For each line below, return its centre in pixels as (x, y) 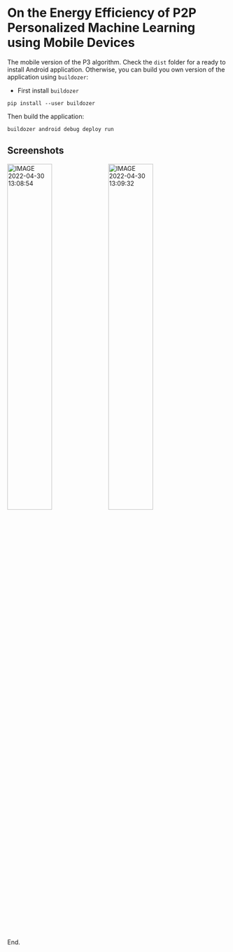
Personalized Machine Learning (101, 28)
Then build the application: (46, 116)
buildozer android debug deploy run (61, 129)
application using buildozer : (48, 77)
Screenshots (36, 151)
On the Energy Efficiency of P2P (102, 13)
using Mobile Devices (71, 43)
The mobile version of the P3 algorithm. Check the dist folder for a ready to (116, 62)
